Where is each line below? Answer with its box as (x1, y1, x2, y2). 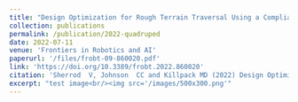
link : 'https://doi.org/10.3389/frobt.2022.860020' (9, 63, 204, 72)
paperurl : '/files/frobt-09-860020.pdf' (9, 54, 161, 63)
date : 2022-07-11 (9, 37, 74, 47)
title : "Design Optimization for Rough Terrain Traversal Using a (9, 12, 260, 22)
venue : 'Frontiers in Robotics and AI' (9, 46, 157, 55)
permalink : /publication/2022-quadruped (9, 29, 161, 38)
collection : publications (9, 21, 105, 30)
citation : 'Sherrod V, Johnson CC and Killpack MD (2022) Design (9, 71, 264, 80)
